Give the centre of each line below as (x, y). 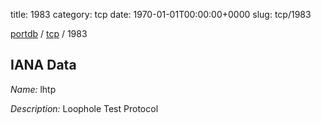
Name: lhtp (33, 89)
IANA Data (43, 65)
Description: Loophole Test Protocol (84, 108)
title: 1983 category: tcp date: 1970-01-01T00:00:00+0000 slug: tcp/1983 (161, 14)
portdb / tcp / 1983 (49, 33)
